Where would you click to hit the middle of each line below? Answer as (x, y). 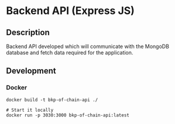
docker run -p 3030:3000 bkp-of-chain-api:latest (68, 115)
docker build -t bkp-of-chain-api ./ (52, 100)
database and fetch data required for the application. (70, 53)
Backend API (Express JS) (70, 11)
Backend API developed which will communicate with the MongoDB (88, 46)
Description (28, 32)
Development (31, 71)
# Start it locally (30, 110)
